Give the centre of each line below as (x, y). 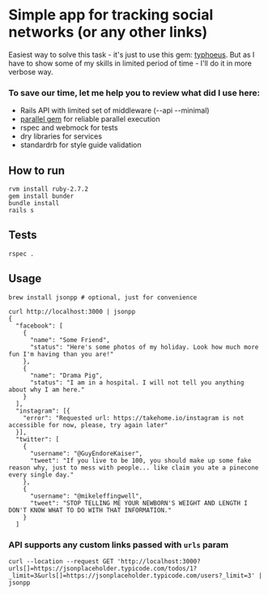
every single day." (41, 475)
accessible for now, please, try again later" (88, 425)
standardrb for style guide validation (81, 145)
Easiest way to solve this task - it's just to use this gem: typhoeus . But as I (132, 54)
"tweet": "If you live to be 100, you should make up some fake (140, 460)
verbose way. (31, 71)
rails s (21, 211)
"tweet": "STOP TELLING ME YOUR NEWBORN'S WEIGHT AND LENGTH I (139, 503)
